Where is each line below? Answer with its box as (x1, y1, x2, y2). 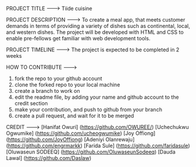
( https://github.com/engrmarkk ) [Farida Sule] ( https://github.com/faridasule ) (6, 142, 190, 149)
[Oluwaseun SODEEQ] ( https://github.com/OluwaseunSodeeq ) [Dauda (6, 148, 176, 155)
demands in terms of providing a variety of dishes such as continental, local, (6, 23, 190, 29)
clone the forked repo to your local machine (14, 81, 121, 88)
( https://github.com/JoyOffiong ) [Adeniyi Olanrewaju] (6, 136, 135, 142)
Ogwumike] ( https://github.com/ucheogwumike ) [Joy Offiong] (6, 130, 156, 137)
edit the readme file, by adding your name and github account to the (14, 93, 180, 100)
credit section (14, 100, 48, 107)
